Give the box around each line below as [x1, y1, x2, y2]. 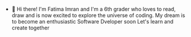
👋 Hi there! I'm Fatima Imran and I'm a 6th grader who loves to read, [11, 6, 176, 12]
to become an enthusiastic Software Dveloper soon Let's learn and [11, 18, 174, 25]
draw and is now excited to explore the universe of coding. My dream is [11, 12, 185, 19]
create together [11, 24, 50, 31]
